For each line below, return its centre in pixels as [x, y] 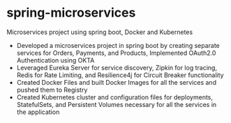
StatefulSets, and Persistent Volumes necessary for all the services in [117, 104]
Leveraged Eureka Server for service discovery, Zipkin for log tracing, [117, 67]
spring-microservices [71, 13]
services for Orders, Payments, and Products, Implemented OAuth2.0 [116, 53]
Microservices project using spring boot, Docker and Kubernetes [100, 32]
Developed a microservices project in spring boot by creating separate [118, 45]
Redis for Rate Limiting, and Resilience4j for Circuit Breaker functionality [120, 75]
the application [38, 112]
